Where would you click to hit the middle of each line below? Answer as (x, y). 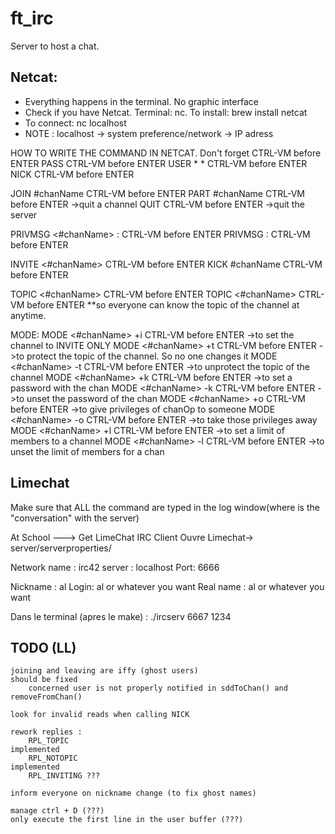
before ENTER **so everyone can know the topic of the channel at (163, 304)
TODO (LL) (43, 647)
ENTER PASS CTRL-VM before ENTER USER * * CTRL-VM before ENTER (159, 163)
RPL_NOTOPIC (53, 758)
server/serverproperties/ (61, 548)
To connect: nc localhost (75, 123)
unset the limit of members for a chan (87, 451)
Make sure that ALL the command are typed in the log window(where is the (165, 507)
